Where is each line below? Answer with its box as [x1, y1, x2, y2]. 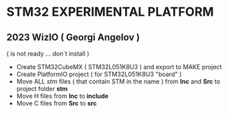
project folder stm [16, 85, 68, 92]
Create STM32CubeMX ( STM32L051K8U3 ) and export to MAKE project [16, 63, 222, 71]
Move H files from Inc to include [16, 92, 109, 100]
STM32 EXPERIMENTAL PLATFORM [6, 4, 214, 20]
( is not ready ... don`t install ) [6, 49, 90, 58]
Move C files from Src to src [16, 99, 97, 107]
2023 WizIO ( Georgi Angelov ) [6, 32, 140, 43]
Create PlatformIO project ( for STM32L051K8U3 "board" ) [16, 70, 182, 78]
